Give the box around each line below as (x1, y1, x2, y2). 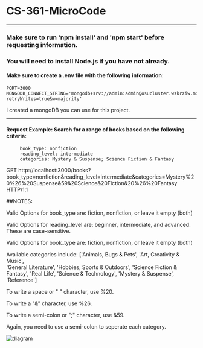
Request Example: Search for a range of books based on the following (6, 125, 185, 133)
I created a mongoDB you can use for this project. (6, 106, 130, 113)
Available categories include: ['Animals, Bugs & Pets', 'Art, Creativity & (6, 251, 180, 258)
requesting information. (6, 40, 78, 49)
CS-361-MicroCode (6, 4, 106, 18)
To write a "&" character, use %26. (6, 300, 92, 307)
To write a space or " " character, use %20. (6, 288, 114, 296)
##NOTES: (6, 198, 33, 205)
